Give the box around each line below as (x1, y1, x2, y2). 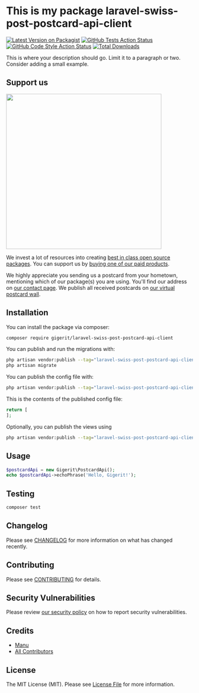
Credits (6, 625, 34, 635)
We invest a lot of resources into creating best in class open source (6, 254, 171, 261)
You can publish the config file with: (6, 373, 94, 381)
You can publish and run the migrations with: (6, 346, 115, 353)
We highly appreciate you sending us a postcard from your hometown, (6, 272, 178, 279)
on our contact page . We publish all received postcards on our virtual (6, 284, 175, 291)
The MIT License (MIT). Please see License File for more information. (6, 681, 175, 688)
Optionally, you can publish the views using (6, 423, 112, 430)
